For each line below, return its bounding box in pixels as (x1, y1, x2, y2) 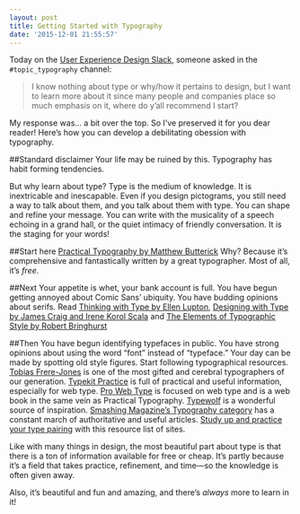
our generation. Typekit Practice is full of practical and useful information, (9, 376, 283, 387)
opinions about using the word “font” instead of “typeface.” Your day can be (9, 347, 291, 359)
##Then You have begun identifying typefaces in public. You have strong (9, 338, 279, 349)
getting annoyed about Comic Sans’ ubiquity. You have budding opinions (9, 292, 278, 303)
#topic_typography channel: (9, 64, 112, 74)
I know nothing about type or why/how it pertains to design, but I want (31, 82, 291, 92)
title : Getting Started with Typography (9, 22, 163, 30)
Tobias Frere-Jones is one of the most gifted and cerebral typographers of (9, 367, 285, 378)
